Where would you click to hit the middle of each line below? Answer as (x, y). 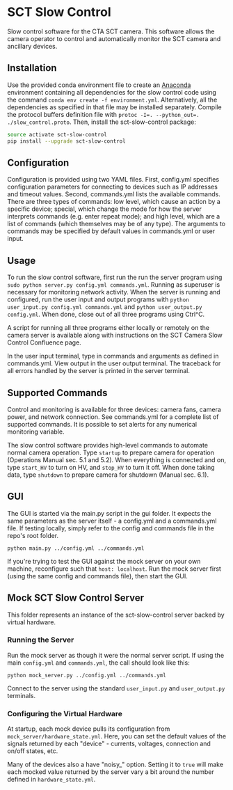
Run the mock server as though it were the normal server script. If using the (116, 655)
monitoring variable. (36, 432)
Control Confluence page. (44, 342)
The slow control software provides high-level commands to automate (108, 445)
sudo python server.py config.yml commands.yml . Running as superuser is (114, 285)
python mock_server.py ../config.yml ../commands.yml (87, 675)
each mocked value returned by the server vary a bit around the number (111, 772)
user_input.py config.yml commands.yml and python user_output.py (105, 307)
